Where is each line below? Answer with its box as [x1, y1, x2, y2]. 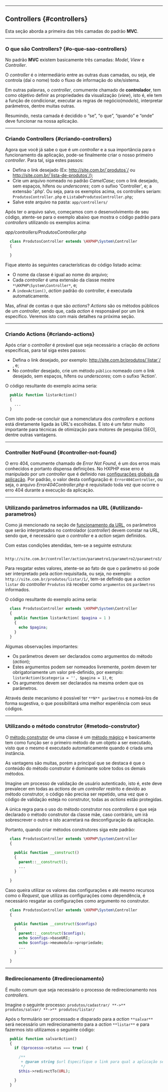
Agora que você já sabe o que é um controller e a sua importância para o [5, 147, 155, 153]
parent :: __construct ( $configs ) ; [18, 931, 86, 936]
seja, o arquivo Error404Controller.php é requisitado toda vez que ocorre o [5, 482, 159, 488]
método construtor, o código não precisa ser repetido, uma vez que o [5, 791, 148, 797]
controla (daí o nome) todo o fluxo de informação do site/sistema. [5, 77, 140, 83]
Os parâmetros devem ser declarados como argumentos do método [12, 653, 152, 659]
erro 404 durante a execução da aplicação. [5, 487, 94, 493]
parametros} [5, 511, 36, 518]
